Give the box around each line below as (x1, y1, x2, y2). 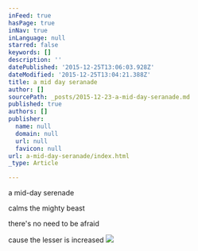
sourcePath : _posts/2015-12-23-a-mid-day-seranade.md (8, 93, 191, 101)
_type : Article (8, 160, 59, 168)
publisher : (8, 115, 45, 123)
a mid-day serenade (8, 188, 75, 198)
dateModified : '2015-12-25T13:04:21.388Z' (8, 71, 151, 79)
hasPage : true (8, 19, 56, 27)
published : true (8, 100, 62, 108)
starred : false (8, 41, 59, 49)
